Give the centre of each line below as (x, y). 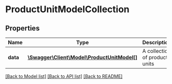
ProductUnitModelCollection (67, 9)
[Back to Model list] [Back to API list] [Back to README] (64, 76)
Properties (23, 28)
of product (155, 57)
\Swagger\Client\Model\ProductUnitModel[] (82, 57)
